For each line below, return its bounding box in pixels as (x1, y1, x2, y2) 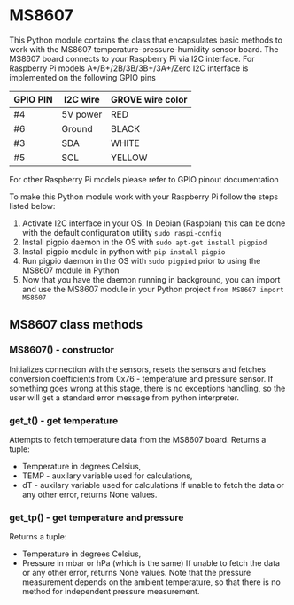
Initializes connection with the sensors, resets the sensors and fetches (9, 364, 267, 375)
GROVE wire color (110, 93, 188, 105)
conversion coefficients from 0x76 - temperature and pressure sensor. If (9, 373, 274, 384)
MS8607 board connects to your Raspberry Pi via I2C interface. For (9, 53, 255, 64)
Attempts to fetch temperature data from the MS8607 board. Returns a (9, 434, 267, 445)
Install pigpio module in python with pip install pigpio (21, 245, 226, 257)
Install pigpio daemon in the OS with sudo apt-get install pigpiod (21, 237, 267, 247)
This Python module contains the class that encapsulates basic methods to (9, 35, 283, 45)
